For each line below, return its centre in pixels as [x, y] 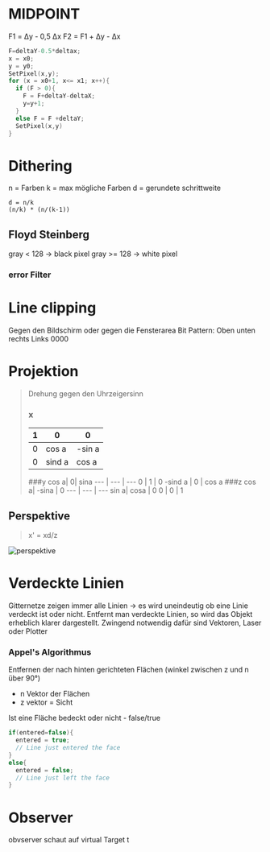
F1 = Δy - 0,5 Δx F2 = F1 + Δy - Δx [64, 36]
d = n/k [21, 203]
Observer [41, 817]
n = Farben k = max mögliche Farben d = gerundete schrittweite [115, 188]
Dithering [40, 165]
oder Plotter [28, 631]
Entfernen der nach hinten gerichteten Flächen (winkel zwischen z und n [129, 670]
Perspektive [39, 516]
